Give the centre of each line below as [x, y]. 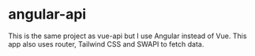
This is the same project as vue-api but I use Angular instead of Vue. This [127, 36]
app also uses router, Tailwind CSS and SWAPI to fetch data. [106, 44]
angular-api [47, 14]
